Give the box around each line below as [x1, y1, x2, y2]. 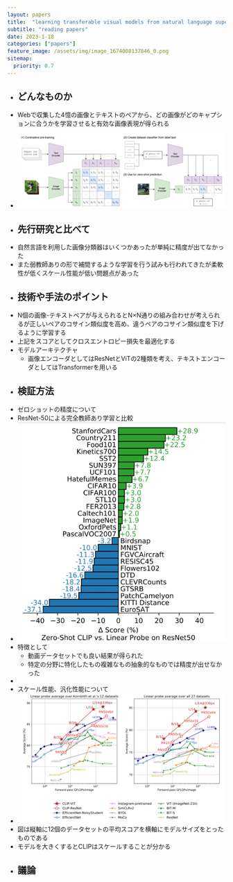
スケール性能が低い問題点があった [41, 269, 139, 277]
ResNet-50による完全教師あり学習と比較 [17, 414, 134, 422]
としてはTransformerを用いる [33, 363, 118, 371]
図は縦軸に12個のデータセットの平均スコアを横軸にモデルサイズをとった [17, 824, 224, 833]
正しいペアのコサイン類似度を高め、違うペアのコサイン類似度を [29, 319, 212, 328]
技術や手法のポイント [17, 291, 109, 303]
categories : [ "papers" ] [7, 40, 76, 48]
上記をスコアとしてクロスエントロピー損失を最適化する [17, 337, 175, 345]
